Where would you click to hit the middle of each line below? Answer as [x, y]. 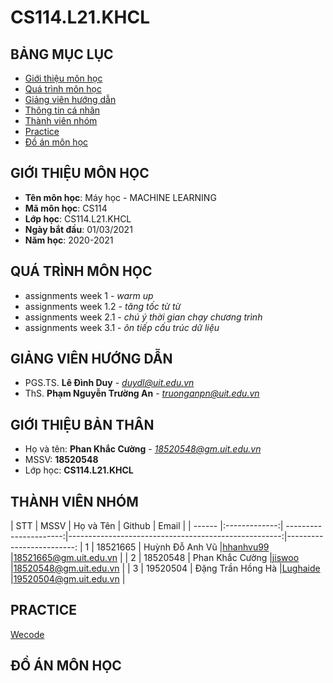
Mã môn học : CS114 [66, 208]
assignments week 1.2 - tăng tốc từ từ [103, 306]
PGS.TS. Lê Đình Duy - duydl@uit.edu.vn [109, 383]
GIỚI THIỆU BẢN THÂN [82, 424]
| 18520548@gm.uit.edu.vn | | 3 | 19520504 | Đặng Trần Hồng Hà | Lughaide [165, 568]
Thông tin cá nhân [62, 110]
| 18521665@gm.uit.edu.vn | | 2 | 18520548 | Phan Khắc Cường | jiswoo [155, 558]
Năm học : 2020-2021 [69, 240]
